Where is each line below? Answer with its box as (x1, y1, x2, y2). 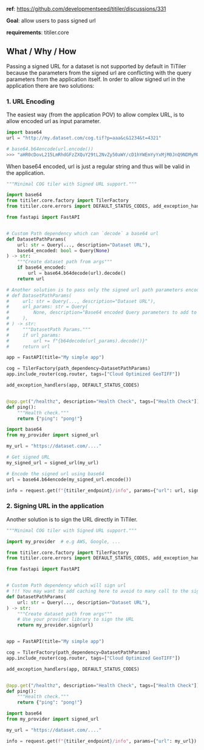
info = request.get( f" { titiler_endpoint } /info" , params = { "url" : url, (6, 487, 186, 494)
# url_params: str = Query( (6, 304, 88, 310)
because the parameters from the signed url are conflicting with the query (6, 69, 192, 76)
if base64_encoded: (17, 264, 67, 271)
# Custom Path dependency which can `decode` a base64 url (6, 230, 159, 236)
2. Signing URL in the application (6, 502, 104, 511)
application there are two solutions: (6, 82, 95, 89)
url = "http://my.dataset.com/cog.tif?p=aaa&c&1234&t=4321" (6, 135, 162, 141)
